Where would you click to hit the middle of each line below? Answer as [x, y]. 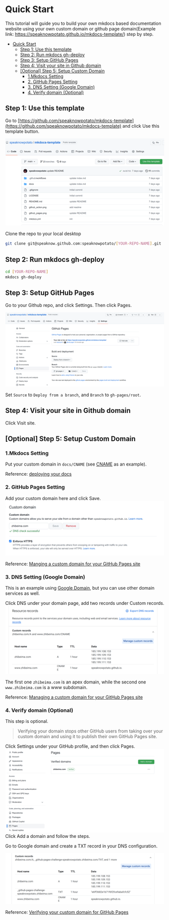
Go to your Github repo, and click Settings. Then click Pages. [69, 305]
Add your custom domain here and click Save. [53, 498]
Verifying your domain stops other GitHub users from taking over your [90, 731]
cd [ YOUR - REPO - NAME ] [27, 272]
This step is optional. [27, 721]
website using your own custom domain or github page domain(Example [80, 28]
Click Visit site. [21, 423]
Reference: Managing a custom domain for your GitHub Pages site [74, 697]
